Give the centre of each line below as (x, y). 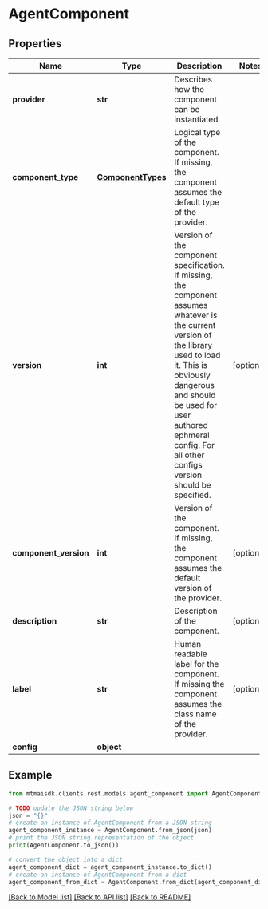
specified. (193, 495)
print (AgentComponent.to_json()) (64, 845)
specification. (199, 265)
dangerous (195, 385)
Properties (35, 44)
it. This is (191, 365)
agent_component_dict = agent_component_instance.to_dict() (110, 867)
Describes (193, 79)
